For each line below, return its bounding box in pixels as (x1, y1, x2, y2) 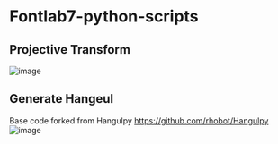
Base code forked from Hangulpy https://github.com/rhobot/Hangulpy (9, 114, 269, 126)
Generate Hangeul (9, 91, 114, 106)
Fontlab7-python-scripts (9, 6, 200, 27)
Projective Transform (9, 42, 130, 57)
